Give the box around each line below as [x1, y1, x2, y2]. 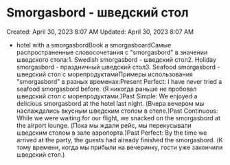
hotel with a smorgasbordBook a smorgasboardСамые [16, 41, 172, 49]
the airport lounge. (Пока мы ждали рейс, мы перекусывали [16, 121, 192, 129]
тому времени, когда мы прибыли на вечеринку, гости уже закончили [16, 143, 223, 151]
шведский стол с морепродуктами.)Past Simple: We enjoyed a [16, 91, 198, 100]
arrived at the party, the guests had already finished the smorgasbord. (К [16, 135, 223, 144]
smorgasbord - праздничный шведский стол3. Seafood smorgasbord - [16, 63, 220, 71]
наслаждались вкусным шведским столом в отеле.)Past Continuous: [16, 107, 218, 115]
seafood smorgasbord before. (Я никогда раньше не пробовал [16, 85, 197, 93]
